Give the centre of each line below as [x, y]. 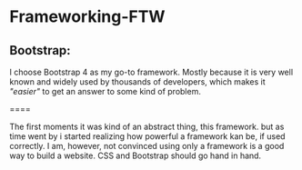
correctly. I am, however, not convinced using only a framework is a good [147, 146]
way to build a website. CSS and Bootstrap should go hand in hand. [136, 155]
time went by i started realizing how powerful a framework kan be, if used [147, 136]
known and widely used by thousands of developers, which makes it [137, 82]
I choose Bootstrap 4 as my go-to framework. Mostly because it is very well [151, 72]
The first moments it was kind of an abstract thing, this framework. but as [147, 126]
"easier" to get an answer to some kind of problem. [106, 91]
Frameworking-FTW [87, 17]
